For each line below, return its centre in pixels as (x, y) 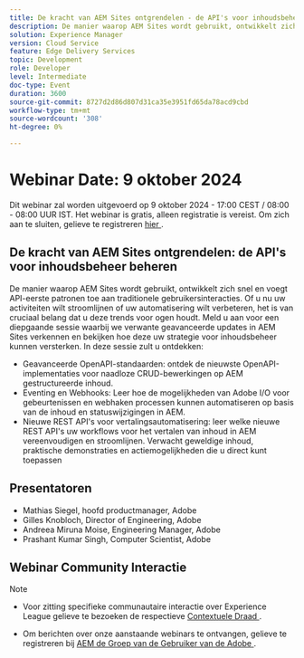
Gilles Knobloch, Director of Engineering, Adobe (112, 520)
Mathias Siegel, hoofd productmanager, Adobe (109, 510)
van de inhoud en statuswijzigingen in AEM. (104, 412)
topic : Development (46, 60)
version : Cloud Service (54, 43)
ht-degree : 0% (36, 128)
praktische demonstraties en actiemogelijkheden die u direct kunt (144, 450)
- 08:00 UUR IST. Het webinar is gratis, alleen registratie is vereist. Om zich (149, 215)
